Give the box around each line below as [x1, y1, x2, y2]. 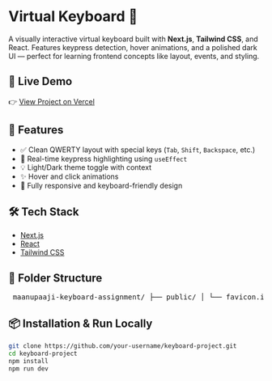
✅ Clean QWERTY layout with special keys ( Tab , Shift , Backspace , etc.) [19, 145, 256, 155]
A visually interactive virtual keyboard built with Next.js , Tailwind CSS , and [8, 34, 259, 44]
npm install [8, 357, 49, 365]
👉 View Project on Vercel [8, 96, 96, 106]
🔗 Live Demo [8, 74, 73, 88]
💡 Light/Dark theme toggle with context [19, 162, 152, 172]
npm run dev [8, 364, 49, 373]
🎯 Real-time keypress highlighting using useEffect [19, 154, 188, 163]
